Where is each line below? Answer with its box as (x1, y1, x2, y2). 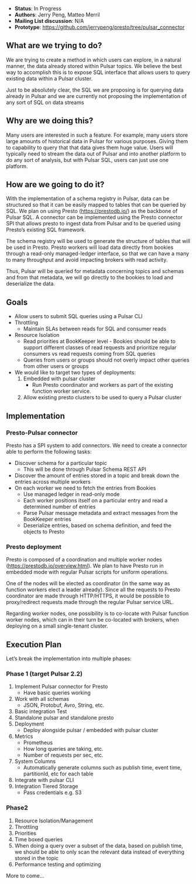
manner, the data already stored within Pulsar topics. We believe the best (6, 62, 183, 69)
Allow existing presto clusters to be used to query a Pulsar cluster (23, 394, 182, 401)
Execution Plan (6, 639, 62, 649)
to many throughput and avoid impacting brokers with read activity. (6, 257, 168, 264)
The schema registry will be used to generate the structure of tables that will (6, 238, 190, 245)
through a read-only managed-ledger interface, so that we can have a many (6, 250, 190, 257)
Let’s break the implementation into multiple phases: (6, 655, 132, 662)
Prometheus (23, 739, 53, 746)
